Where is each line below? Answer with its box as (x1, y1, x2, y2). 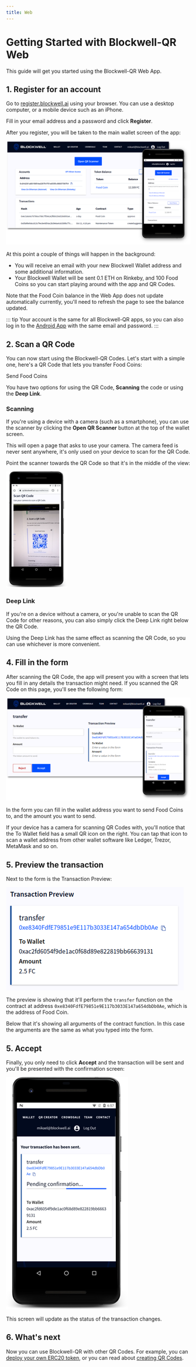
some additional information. (14, 268, 84, 276)
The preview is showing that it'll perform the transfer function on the (6, 996, 173, 1003)
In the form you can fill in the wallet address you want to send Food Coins (6, 806, 183, 813)
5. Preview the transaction (6, 860, 104, 870)
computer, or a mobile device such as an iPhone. (6, 106, 124, 113)
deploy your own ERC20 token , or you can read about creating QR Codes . (6, 1354, 184, 1361)
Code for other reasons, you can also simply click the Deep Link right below (6, 617, 189, 624)
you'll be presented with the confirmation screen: (6, 1066, 125, 1073)
